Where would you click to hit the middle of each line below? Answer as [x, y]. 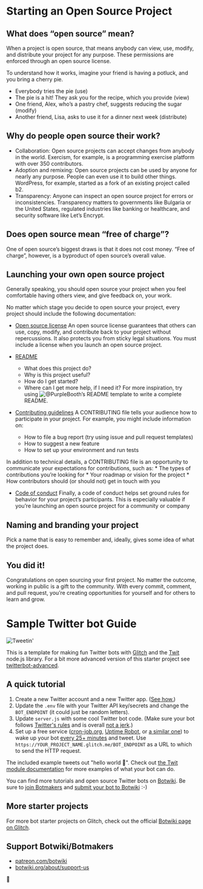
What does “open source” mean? [70, 34]
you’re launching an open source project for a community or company [102, 506]
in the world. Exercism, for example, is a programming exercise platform [105, 157]
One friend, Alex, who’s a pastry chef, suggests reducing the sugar [98, 104]
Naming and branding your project [73, 525]
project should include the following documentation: [71, 314]
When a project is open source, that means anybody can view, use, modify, [100, 48]
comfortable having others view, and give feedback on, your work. [89, 295]
